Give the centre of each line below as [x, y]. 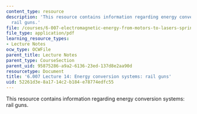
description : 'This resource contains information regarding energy [91, 17]
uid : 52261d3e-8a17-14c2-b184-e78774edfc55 [60, 82]
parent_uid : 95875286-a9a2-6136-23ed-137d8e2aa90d [69, 66]
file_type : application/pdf [40, 33]
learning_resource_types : [38, 39]
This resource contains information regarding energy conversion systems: [95, 99]
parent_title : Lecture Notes [42, 55]
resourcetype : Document [35, 71]
